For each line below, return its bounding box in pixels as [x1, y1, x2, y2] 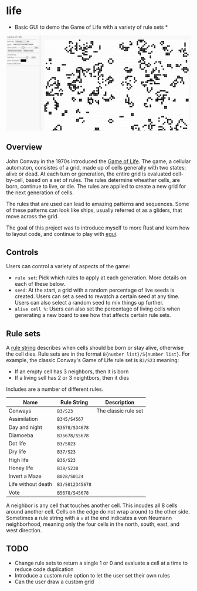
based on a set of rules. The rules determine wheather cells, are [25, 176, 181, 183]
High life [8, 456, 29, 463]
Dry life [8, 448, 26, 455]
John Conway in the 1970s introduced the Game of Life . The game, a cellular [6, 157, 191, 165]
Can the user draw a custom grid [14, 578, 94, 585]
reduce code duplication [14, 565, 74, 573]
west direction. [6, 527, 42, 533]
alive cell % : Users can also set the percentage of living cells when [14, 305, 181, 312]
